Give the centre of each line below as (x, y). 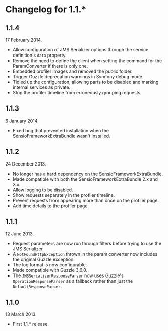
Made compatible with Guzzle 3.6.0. (50, 270)
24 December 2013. (26, 164)
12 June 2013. (20, 234)
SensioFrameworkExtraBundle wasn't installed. (61, 136)
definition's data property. (39, 55)
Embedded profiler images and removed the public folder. (72, 71)
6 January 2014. (22, 121)
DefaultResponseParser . (37, 287)
